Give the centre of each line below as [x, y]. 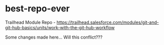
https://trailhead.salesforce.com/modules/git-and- [108, 22]
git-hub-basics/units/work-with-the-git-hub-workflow [60, 27]
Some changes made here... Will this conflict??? [54, 37]
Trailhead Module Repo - [30, 22]
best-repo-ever [38, 9]
